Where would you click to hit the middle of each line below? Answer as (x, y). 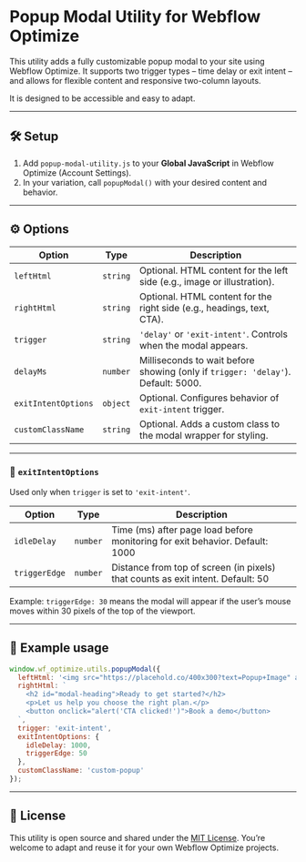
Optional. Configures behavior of (209, 398)
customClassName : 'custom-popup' (81, 771)
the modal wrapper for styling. (204, 435)
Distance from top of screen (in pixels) (194, 567)
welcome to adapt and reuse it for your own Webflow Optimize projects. (144, 847)
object (117, 403)
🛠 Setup (34, 137)
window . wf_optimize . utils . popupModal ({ (85, 669)
